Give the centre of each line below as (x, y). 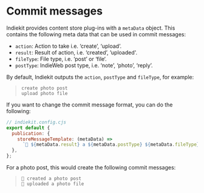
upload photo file (44, 93)
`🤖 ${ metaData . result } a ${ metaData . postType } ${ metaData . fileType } (111, 145)
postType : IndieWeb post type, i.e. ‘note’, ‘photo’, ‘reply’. (84, 65)
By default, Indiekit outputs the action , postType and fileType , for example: (100, 77)
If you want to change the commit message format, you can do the (90, 105)
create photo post (44, 88)
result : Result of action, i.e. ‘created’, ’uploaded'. (76, 52)
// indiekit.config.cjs (36, 122)
